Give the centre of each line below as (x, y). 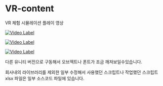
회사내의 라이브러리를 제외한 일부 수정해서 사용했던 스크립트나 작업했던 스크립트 (82, 72)
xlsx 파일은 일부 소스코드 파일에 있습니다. (45, 78)
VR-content (30, 9)
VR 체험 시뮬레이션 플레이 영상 (34, 23)
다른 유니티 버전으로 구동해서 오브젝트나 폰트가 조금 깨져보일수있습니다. (74, 61)
